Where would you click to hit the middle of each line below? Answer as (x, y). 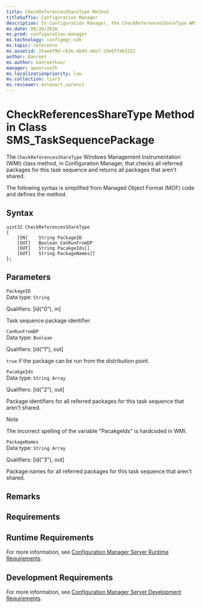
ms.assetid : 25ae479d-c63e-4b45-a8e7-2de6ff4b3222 (71, 51)
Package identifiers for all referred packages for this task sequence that (95, 401)
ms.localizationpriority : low (44, 74)
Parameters (29, 277)
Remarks (23, 496)
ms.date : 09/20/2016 (32, 29)
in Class (26, 128)
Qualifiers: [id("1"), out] (35, 349)
